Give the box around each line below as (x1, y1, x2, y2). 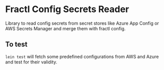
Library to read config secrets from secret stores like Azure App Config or (5, 20, 159, 26)
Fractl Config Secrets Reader (5, 4, 130, 15)
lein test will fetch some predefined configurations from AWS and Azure (5, 53, 159, 59)
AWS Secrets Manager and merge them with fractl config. (5, 25, 126, 31)
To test (5, 40, 28, 49)
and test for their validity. (5, 59, 57, 65)
